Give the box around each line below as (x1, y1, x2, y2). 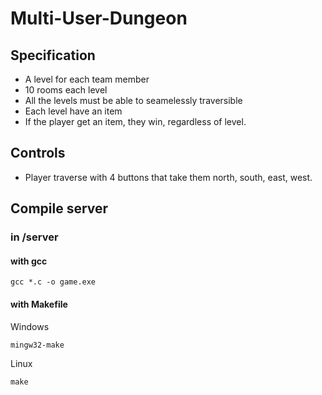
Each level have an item (24, 105, 123, 117)
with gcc (10, 255, 48, 267)
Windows (10, 320, 50, 332)
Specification (10, 47, 96, 64)
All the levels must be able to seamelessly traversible (24, 95, 243, 106)
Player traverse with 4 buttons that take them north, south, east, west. (24, 171, 313, 183)
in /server (10, 230, 59, 244)
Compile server (10, 200, 109, 217)
